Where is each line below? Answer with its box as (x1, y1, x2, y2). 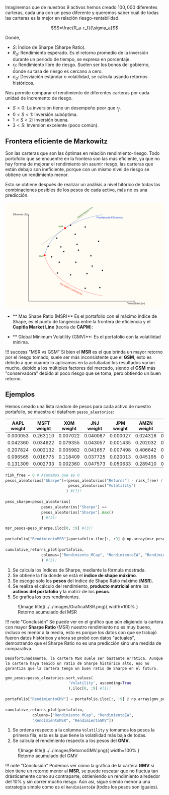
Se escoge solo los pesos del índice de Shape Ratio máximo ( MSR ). (12, 578, 153, 584)
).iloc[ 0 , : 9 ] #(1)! (68, 686, 112, 691)
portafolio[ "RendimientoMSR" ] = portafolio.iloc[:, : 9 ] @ (5, 537, 125, 542)
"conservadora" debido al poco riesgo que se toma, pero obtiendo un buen (5, 370, 161, 376)
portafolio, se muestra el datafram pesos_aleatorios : (5, 409, 115, 415)
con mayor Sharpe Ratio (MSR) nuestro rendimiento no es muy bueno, (5, 624, 152, 630)
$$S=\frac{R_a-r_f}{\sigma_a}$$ (51, 25, 118, 31)
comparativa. (5, 645, 33, 651)
